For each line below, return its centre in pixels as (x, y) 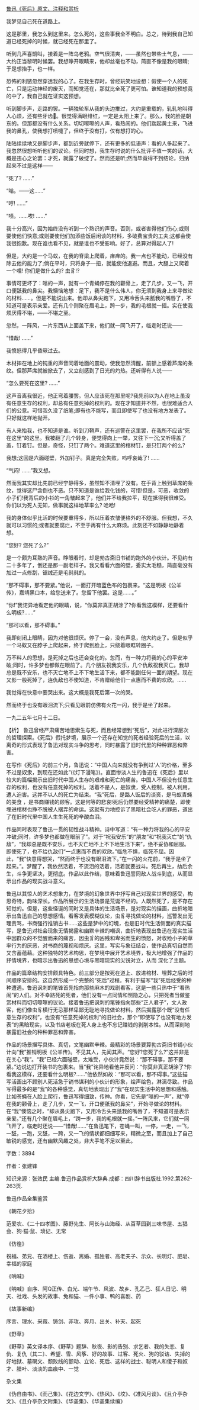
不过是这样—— (35, 165)
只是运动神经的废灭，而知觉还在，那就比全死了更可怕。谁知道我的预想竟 (105, 88)
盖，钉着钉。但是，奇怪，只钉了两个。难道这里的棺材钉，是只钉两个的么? (96, 445)
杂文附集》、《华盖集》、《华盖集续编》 (81, 1401)
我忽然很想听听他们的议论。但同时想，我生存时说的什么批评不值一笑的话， (97, 151)
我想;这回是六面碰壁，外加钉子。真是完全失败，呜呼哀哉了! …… (83, 458)
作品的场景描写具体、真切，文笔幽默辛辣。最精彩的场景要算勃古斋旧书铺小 (97, 1044)
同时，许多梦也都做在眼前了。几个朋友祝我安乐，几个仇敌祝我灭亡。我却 (101, 665)
